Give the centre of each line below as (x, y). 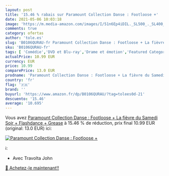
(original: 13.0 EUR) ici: (28, 128)
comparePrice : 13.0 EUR (30, 71)
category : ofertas (24, 33)
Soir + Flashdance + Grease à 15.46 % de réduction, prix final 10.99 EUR (80, 123)
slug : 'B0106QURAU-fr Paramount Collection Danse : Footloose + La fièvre (85, 43)
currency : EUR (20, 61)
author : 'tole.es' (24, 38)
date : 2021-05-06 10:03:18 (33, 19)
